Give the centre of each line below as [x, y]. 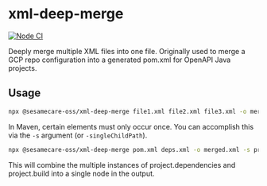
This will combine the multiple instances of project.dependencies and [122, 165]
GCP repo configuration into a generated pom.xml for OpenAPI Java [120, 60]
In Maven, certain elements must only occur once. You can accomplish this [131, 126]
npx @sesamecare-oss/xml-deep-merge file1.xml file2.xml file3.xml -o [128, 111]
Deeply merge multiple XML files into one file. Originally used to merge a [127, 51]
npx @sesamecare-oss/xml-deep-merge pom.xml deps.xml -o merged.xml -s [129, 149]
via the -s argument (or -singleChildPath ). [78, 135]
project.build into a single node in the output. [81, 173]
